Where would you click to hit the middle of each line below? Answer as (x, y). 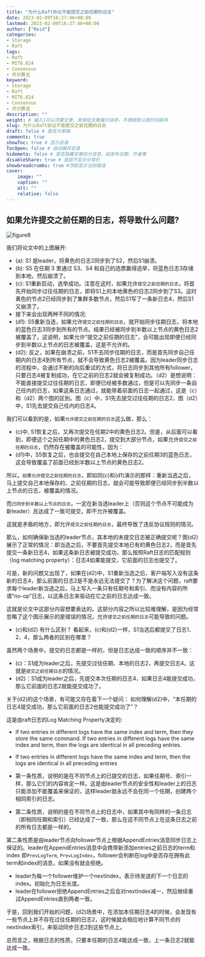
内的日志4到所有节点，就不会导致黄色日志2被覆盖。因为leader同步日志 (109, 360)
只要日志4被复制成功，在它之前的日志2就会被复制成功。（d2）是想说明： (106, 375)
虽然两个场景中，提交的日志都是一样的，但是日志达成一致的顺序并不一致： (100, 650)
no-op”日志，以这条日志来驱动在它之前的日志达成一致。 (85, 596)
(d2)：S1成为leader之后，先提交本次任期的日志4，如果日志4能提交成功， (107, 678)
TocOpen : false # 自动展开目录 (43, 148)
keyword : (17, 80)
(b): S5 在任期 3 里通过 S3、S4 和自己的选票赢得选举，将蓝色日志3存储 (104, 268)
